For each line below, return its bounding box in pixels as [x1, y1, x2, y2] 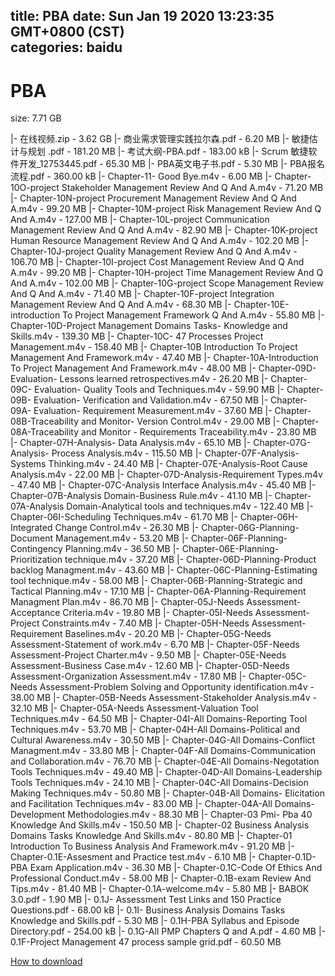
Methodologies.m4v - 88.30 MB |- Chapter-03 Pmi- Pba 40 [67, 809, 313, 821]
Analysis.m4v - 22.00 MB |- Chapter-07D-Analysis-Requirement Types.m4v [10, 469, 323, 481]
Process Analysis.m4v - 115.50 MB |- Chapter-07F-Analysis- [51, 447, 300, 459]
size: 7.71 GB [10, 112, 62, 124]
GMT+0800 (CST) [10, 24, 125, 41]
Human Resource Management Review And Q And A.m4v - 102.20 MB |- [10, 235, 309, 247]
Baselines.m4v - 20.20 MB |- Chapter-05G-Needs [64, 628, 272, 640]
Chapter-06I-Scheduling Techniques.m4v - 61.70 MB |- [10, 511, 238, 523]
